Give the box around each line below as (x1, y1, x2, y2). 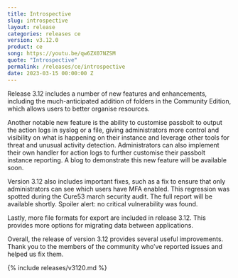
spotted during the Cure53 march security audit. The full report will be (7, 192, 213, 201)
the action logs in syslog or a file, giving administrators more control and (7, 126, 219, 134)
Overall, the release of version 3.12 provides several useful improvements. (7, 235, 224, 243)
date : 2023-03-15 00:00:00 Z (7, 69, 94, 77)
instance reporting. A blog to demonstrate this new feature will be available (7, 155, 227, 164)
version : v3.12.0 (7, 37, 59, 44)
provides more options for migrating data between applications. (7, 221, 194, 229)
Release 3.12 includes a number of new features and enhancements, (7, 89, 207, 98)
